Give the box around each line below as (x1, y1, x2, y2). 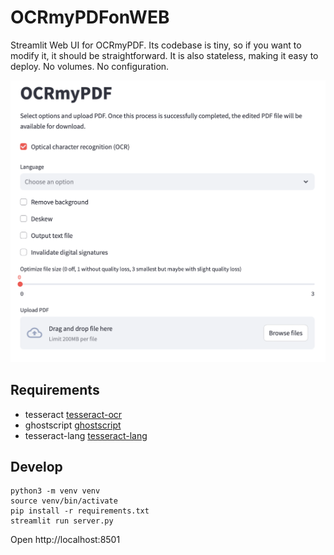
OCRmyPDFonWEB (10, 6, 170, 29)
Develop (10, 458, 63, 475)
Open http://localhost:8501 (10, 534, 121, 546)
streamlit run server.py (10, 516, 114, 526)
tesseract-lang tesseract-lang (24, 429, 148, 441)
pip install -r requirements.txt (10, 506, 150, 516)
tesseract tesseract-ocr (24, 408, 123, 420)
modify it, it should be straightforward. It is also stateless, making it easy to (10, 49, 319, 61)
